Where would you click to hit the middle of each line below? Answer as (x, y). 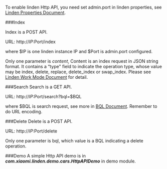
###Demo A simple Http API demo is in (46, 156)
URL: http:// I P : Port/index (31, 42)
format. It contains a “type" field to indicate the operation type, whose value (83, 66)
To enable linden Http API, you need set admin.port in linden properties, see (83, 7)
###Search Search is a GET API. (39, 87)
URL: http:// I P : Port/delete (31, 131)
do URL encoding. (24, 112)
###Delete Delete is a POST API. (39, 121)
